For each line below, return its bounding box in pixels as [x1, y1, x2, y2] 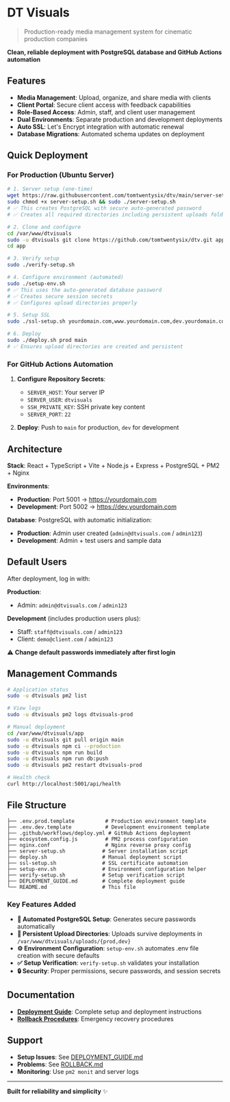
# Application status [7, 686, 69, 693]
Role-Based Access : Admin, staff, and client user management [16, 108, 196, 116]
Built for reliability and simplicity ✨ [7, 1087, 108, 1095]
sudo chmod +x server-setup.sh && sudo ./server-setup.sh [7, 199, 176, 206]
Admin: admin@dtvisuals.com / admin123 [16, 601, 128, 609]
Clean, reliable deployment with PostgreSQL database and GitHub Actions [7, 48, 222, 56]
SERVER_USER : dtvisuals [27, 395, 92, 404]
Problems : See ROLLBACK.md [16, 1060, 103, 1068]
